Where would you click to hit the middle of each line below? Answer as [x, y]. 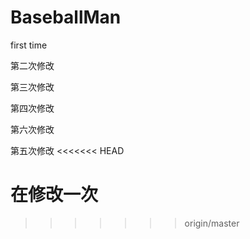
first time [29, 45]
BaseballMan [66, 17]
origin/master [212, 223]
